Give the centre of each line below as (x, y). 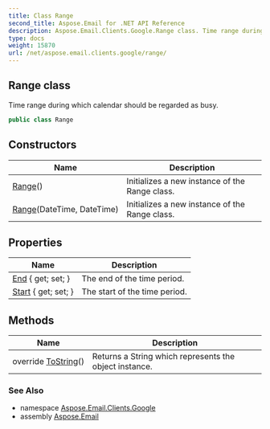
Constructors (43, 145)
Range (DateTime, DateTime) (65, 209)
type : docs (27, 38)
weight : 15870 (32, 46)
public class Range (41, 120)
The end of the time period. (133, 279)
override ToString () (49, 362)
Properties (35, 242)
